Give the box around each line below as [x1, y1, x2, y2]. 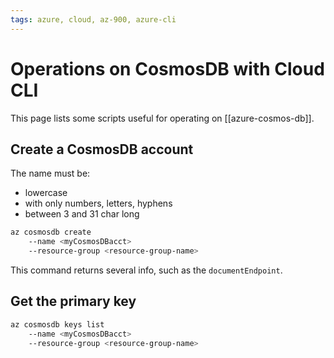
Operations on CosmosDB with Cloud [10, 57, 325, 80]
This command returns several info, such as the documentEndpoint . [10, 264, 283, 276]
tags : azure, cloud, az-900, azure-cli [10, 14, 177, 25]
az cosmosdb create [10, 227, 92, 238]
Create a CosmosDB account [10, 141, 194, 158]
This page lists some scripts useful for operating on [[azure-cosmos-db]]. [10, 112, 315, 124]
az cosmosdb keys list [10, 319, 105, 330]
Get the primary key [10, 293, 137, 310]
